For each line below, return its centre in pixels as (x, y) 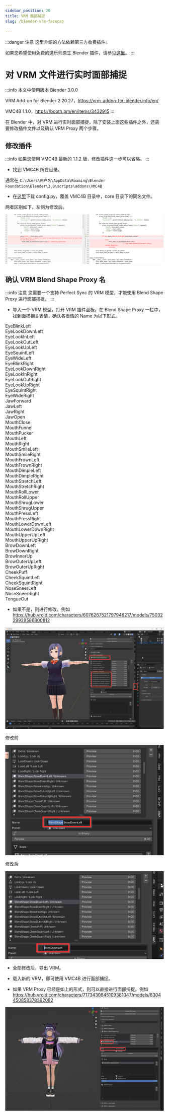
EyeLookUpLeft (21, 347)
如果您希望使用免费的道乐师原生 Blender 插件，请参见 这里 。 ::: (70, 53)
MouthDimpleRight (24, 476)
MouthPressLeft (22, 513)
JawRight (15, 412)
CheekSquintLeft (23, 578)
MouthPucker (19, 433)
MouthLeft (16, 439)
